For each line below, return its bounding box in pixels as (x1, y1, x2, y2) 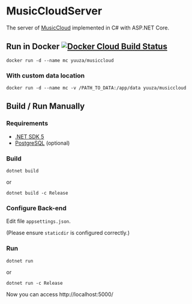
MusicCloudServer (6, 4, 103, 18)
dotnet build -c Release (6, 190, 68, 196)
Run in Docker (6, 41, 60, 52)
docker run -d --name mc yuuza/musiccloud (6, 57, 114, 64)
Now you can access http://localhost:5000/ (6, 290, 114, 298)
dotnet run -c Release (6, 280, 63, 286)
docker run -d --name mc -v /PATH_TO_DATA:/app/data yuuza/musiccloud (6, 85, 187, 91)
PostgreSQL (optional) (14, 139, 70, 147)
